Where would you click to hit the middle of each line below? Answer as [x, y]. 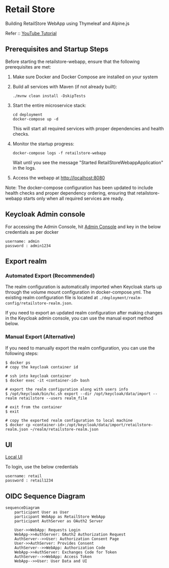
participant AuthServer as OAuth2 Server [59, 521]
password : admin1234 [28, 246]
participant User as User [42, 512]
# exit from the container [34, 407]
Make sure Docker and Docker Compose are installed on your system [85, 77]
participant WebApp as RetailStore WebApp [60, 517]
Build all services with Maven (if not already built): [65, 86]
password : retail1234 [29, 481]
